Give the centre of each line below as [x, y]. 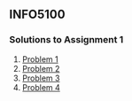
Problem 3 [41, 78]
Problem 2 [41, 68]
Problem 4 [41, 87]
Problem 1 [40, 59]
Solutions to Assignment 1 [66, 40]
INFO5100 [37, 15]
